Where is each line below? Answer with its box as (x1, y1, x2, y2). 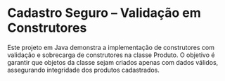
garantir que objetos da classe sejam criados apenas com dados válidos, (7, 58, 219, 66)
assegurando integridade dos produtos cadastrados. (7, 66, 160, 74)
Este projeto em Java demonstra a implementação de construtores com (7, 43, 214, 51)
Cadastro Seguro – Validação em (7, 5, 202, 21)
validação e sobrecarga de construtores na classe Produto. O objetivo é (7, 51, 215, 59)
